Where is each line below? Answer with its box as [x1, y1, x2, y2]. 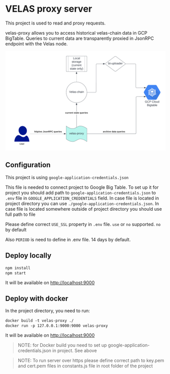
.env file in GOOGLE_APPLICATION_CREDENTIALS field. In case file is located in [5, 195, 159, 201]
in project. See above [52, 347, 97, 354]
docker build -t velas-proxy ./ [5, 318, 74, 323]
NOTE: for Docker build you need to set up [17, 342, 107, 348]
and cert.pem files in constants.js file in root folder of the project [17, 363, 153, 369]
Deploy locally [5, 251, 52, 260]
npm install [5, 265, 31, 270]
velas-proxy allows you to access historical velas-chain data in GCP [5, 30, 148, 36]
